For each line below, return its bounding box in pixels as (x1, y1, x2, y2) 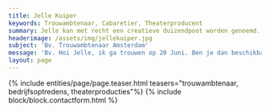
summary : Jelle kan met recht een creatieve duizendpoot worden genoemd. (8, 26, 261, 34)
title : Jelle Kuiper (8, 11, 78, 20)
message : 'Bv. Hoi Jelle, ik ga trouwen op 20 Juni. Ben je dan (8, 49, 228, 57)
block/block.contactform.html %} (8, 95, 118, 105)
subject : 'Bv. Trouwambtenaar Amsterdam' (8, 42, 149, 50)
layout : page (8, 57, 52, 65)
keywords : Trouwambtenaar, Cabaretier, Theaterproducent (8, 19, 203, 27)
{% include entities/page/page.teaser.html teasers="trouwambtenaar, (8, 78, 239, 88)
